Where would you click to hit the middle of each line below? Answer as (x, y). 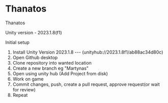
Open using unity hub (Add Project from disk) (60, 73)
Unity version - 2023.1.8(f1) (34, 32)
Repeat (20, 95)
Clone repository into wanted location (52, 63)
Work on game (28, 79)
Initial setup (17, 42)
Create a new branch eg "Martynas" (51, 68)
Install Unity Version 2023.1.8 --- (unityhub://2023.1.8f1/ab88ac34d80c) (88, 52)
